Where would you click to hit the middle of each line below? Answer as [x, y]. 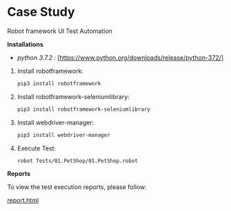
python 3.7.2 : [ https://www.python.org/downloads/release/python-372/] [120, 57]
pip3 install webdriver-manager [63, 135]
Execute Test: [37, 148]
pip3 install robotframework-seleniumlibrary [83, 109]
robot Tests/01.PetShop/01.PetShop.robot [77, 161]
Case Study [41, 12]
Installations [25, 44]
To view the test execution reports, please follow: [77, 187]
